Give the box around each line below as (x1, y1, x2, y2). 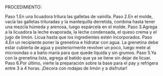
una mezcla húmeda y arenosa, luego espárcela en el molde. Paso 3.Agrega (5, 24, 158, 30)
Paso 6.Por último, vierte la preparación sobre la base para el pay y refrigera (5, 60, 158, 66)
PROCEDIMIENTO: (5, 4, 42, 10)
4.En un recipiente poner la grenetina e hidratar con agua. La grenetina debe (5, 39, 159, 45)
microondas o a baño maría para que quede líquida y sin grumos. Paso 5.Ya (5, 50, 157, 56)
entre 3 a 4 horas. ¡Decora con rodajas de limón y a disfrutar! (5, 65, 127, 71)
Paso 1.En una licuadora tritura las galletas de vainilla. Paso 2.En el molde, (5, 14, 153, 19)
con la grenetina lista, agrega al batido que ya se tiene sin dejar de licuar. (5, 55, 152, 60)
